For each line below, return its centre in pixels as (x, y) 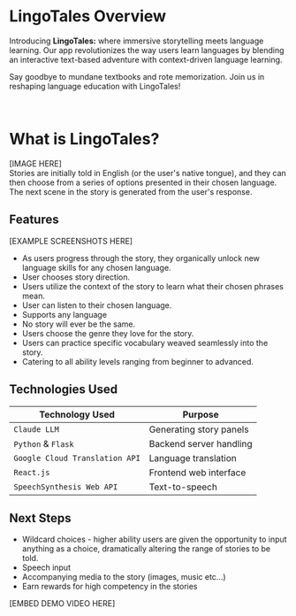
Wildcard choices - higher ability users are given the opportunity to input (154, 539)
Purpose (201, 414)
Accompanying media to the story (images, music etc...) (124, 577)
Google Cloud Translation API (77, 458)
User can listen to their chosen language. (97, 305)
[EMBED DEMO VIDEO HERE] (62, 604)
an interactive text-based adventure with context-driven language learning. (146, 59)
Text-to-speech (183, 487)
